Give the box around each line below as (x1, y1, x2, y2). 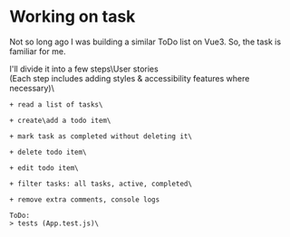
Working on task (9, 6, 136, 27)
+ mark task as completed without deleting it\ (9, 131, 193, 141)
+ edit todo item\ (9, 163, 79, 173)
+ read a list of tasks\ (9, 100, 103, 109)
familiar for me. (9, 45, 66, 56)
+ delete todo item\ (9, 147, 88, 156)
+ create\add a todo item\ (9, 116, 111, 125)
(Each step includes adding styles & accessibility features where (9, 72, 250, 83)
